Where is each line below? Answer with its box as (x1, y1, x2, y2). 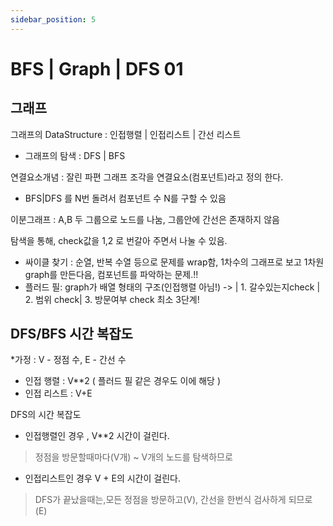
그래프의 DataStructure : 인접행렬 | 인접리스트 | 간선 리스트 (10, 128, 242, 140)
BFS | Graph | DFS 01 (10, 57, 184, 80)
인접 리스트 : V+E (24, 387, 93, 400)
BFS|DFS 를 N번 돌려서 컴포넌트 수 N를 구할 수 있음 (24, 192, 227, 204)
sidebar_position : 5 (10, 14, 97, 25)
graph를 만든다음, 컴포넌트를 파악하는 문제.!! (24, 268, 199, 280)
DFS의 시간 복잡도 (10, 409, 82, 421)
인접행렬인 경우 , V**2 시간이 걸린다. (24, 430, 170, 442)
